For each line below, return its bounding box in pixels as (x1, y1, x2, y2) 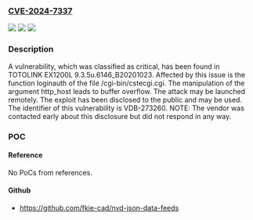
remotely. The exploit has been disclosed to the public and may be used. (8, 95, 243, 104)
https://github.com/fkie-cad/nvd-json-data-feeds (19, 203, 179, 212)
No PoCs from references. (8, 168, 92, 177)
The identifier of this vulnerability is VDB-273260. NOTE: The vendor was (8, 103, 245, 113)
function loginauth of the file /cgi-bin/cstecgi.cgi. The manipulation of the (8, 78, 245, 88)
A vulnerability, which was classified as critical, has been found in (8, 61, 220, 71)
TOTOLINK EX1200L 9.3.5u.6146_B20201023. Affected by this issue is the (8, 70, 245, 79)
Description (8, 44, 54, 55)
